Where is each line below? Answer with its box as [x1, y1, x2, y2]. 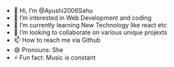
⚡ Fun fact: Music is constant [13, 53, 96, 62]
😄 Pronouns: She [13, 46, 64, 54]
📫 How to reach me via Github [13, 36, 101, 44]
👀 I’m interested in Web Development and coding [13, 14, 152, 22]
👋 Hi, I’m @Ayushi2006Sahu [13, 7, 93, 14]
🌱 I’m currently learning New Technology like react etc [13, 21, 167, 29]
